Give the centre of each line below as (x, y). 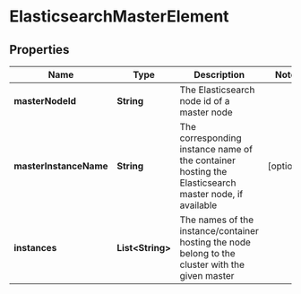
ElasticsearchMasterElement (120, 17)
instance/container (219, 231)
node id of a (205, 101)
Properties (39, 50)
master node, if (211, 194)
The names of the (217, 220)
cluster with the (212, 264)
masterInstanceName (61, 166)
